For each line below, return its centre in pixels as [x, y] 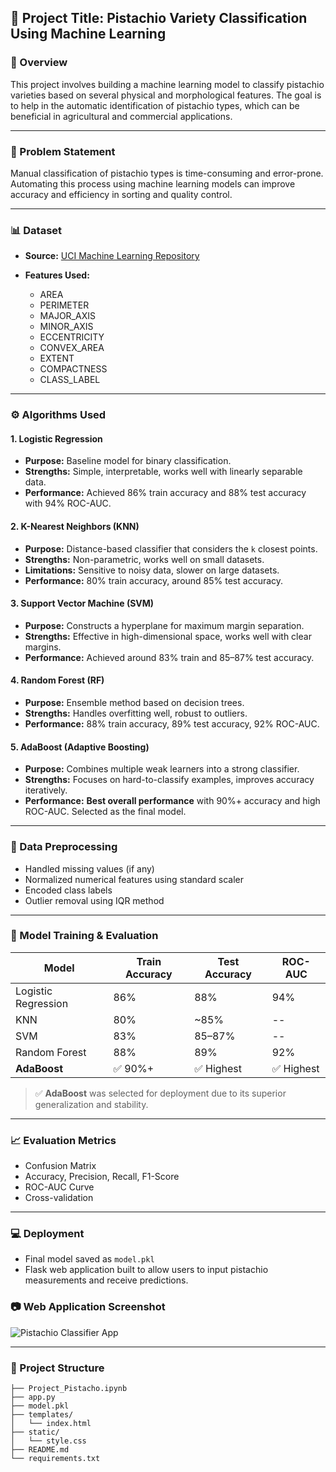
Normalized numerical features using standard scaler [134, 879]
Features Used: [57, 275]
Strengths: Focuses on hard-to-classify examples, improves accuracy [169, 780]
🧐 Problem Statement [63, 151]
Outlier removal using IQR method [94, 900]
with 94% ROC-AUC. [68, 503]
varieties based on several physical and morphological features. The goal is [166, 95]
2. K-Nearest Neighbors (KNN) [75, 526]
